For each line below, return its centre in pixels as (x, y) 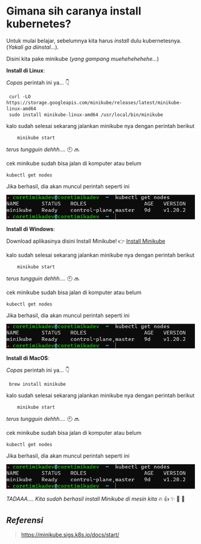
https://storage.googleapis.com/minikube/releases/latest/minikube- (94, 103)
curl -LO (20, 97)
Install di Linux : (26, 70)
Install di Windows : (31, 229)
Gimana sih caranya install (74, 11)
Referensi (25, 520)
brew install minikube (37, 385)
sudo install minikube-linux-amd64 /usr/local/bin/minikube (86, 115)
